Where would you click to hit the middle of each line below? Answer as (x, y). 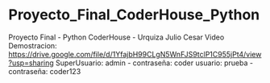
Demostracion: (33, 45)
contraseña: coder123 (45, 71)
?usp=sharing (31, 63)
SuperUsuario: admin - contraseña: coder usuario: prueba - (154, 63)
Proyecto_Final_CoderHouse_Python (134, 15)
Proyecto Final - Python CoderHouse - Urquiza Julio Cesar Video (116, 37)
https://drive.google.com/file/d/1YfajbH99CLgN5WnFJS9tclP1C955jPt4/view (135, 54)
